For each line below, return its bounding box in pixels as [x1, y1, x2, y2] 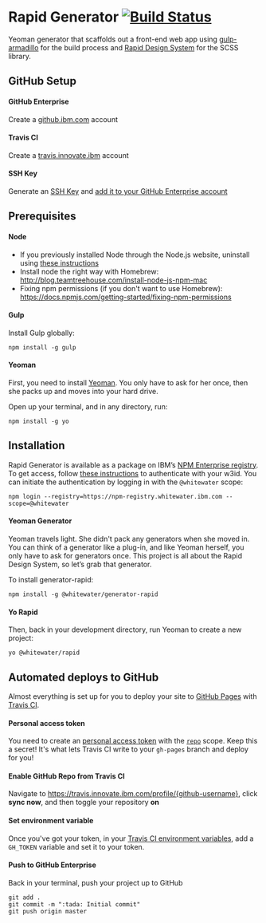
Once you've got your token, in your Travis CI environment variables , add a [8, 834, 254, 843]
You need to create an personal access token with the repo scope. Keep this [8, 736, 258, 746]
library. [8, 51, 32, 61]
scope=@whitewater [8, 499, 69, 507]
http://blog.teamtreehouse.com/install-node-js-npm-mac [19, 275, 208, 285]
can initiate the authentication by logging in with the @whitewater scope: [8, 477, 244, 487]
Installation [8, 439, 65, 452]
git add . [8, 893, 41, 901]
